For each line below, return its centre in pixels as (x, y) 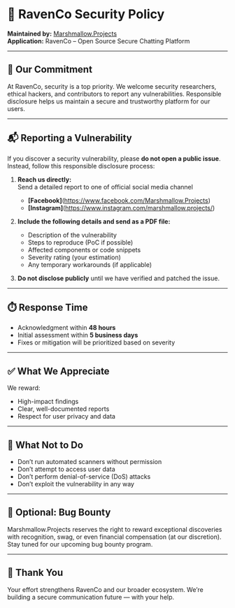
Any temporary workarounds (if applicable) (90, 264)
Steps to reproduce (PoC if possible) (80, 242)
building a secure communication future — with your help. (91, 597)
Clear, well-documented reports (63, 409)
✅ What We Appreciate (58, 371)
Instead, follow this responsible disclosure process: (81, 166)
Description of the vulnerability (72, 235)
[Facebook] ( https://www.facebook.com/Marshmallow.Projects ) (119, 200)
